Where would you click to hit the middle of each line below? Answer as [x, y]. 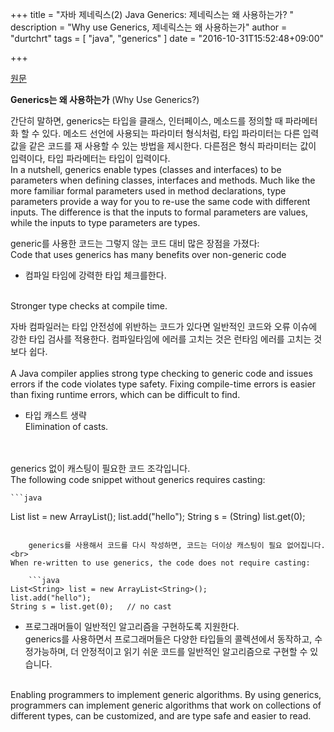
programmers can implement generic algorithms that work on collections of [166, 705]
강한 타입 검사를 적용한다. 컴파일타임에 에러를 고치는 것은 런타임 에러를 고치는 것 [166, 339]
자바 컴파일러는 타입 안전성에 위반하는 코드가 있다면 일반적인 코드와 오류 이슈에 [164, 326]
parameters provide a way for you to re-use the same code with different [160, 201]
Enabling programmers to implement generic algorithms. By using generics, [166, 694]
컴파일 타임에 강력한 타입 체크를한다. [95, 275]
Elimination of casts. [66, 426]
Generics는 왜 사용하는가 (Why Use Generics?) [105, 99]
